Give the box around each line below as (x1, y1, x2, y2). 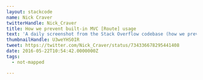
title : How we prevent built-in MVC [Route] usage (6, 25, 137, 32)
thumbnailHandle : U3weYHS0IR (6, 37, 80, 43)
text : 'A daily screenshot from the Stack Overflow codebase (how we (6, 31, 185, 37)
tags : (6, 54, 20, 60)
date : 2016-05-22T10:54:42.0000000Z (6, 48, 98, 54)
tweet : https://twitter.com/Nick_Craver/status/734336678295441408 (6, 43, 180, 49)
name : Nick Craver (6, 14, 53, 20)
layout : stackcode (6, 8, 53, 15)
